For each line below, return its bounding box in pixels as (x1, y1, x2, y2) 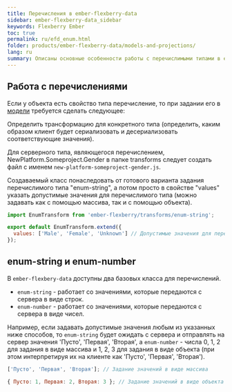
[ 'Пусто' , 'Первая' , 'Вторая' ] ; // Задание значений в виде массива (7, 366, 209, 373)
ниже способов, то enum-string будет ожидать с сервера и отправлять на (7, 330, 225, 339)
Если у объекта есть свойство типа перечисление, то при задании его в (7, 99, 221, 107)
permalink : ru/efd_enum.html (7, 36, 91, 43)
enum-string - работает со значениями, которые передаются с (17, 288, 202, 296)
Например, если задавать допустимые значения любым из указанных (7, 323, 215, 331)
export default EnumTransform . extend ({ (7, 224, 122, 231)
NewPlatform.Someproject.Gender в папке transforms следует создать (7, 155, 212, 163)
